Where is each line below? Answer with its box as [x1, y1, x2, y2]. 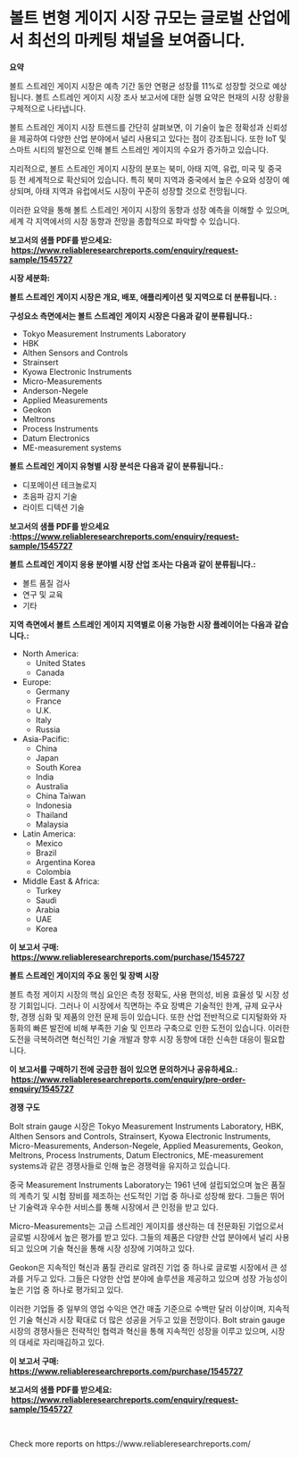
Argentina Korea [35, 856, 96, 867]
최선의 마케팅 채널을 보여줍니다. [27, 30, 245, 51]
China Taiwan [35, 790, 87, 801]
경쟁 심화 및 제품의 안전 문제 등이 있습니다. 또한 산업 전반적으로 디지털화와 [21, 1011, 278, 1022]
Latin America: [21, 828, 76, 839]
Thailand [35, 809, 69, 820]
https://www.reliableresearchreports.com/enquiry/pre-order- [11, 1073, 246, 1085]
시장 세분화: [9, 272, 51, 283]
